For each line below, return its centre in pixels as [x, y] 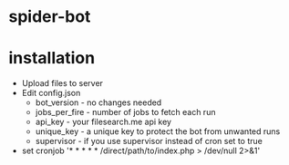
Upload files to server [62, 83]
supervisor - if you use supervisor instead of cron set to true [149, 141]
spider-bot [50, 17]
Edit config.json [51, 93]
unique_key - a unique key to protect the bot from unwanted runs [158, 131]
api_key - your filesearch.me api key [103, 122]
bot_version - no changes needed [98, 102]
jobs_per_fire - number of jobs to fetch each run [125, 112]
